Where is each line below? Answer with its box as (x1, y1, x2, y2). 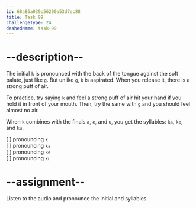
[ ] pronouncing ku (6, 155, 51, 162)
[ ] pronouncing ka (6, 142, 51, 149)
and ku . (6, 125, 24, 132)
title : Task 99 (6, 14, 44, 20)
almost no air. (6, 107, 40, 114)
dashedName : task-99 (6, 25, 57, 31)
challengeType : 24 (6, 19, 52, 25)
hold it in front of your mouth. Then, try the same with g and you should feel (6, 100, 191, 108)
